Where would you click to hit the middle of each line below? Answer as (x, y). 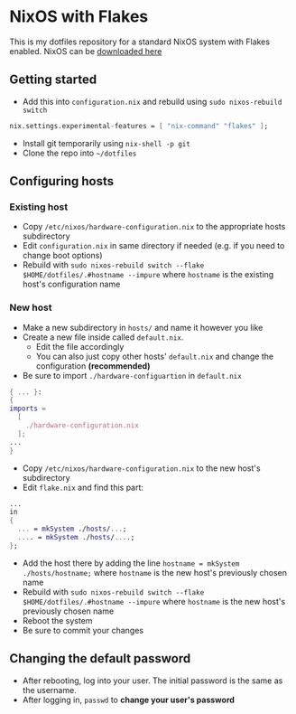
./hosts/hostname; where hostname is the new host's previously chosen (154, 572)
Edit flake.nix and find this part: (83, 487)
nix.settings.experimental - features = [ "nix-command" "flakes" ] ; (139, 126)
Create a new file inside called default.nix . (103, 337)
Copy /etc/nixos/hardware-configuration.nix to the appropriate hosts (154, 227)
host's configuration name (71, 284)
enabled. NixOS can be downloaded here (86, 51)
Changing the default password (100, 658)
